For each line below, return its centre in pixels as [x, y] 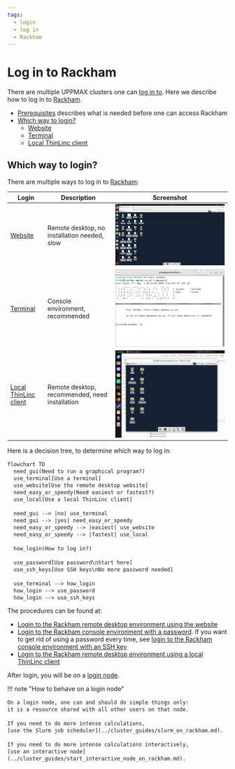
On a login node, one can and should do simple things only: [98, 703]
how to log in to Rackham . [45, 100]
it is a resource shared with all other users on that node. [98, 710]
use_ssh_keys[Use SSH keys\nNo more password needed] [93, 570]
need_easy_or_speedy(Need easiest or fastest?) [84, 493]
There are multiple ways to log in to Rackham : [73, 182]
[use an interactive [37, 752]
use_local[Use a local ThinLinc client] [73, 500]
